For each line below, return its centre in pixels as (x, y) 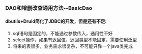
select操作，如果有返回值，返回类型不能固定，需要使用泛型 (75, 40)
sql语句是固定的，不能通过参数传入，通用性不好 (63, 34)
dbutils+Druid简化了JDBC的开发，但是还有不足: (56, 21)
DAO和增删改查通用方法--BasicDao (49, 8)
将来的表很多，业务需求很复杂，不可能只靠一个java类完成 (73, 46)
